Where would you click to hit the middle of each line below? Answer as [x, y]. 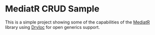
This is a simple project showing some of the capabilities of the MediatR [77, 22]
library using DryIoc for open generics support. [53, 27]
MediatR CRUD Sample [52, 9]
